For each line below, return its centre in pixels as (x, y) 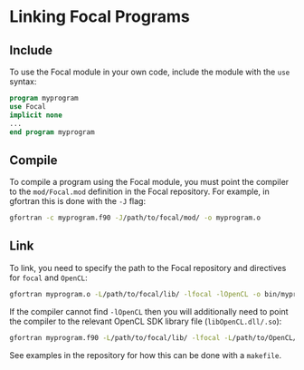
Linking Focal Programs (100, 17)
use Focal (28, 106)
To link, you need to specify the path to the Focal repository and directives (148, 268)
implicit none (36, 115)
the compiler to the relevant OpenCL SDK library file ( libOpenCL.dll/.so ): (146, 321)
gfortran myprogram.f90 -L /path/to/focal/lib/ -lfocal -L (121, 337)
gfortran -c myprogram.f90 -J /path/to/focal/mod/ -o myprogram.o (135, 218)
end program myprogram (52, 132)
